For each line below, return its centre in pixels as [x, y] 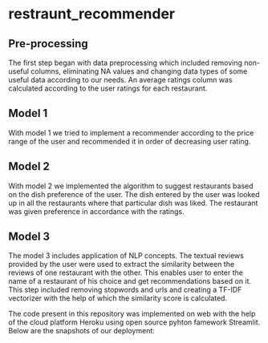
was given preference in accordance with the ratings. [96, 211]
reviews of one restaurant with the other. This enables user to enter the [126, 272]
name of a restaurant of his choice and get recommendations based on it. [130, 281]
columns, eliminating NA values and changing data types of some [139, 71]
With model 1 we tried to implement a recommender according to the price [131, 132]
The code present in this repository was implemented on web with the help [132, 314]
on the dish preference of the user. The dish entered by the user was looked [134, 194]
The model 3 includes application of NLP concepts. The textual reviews [126, 256]
